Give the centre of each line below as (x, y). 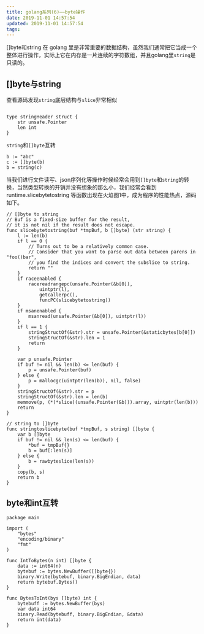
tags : (13, 29)
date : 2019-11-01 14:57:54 (41, 18)
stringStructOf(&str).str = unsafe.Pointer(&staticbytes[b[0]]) (112, 333)
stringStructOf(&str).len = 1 (67, 338)
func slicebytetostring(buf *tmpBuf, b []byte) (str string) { (89, 231)
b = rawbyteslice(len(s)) (62, 462)
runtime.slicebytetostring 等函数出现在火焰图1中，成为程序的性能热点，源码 (101, 195)
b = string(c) (25, 168)
